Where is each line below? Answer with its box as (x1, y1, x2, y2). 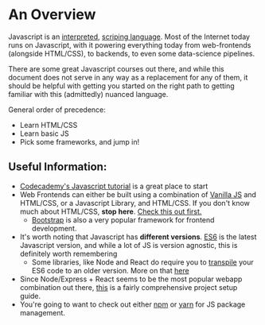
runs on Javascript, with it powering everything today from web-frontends (8, 40, 251, 49)
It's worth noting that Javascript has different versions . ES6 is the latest (19, 232, 257, 242)
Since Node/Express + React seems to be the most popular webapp (19, 274, 243, 284)
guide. (19, 291, 41, 300)
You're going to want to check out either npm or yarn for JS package (19, 300, 246, 309)
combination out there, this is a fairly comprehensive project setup (19, 282, 238, 292)
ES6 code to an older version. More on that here (31, 265, 189, 275)
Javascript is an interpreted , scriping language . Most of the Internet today (8, 32, 251, 41)
